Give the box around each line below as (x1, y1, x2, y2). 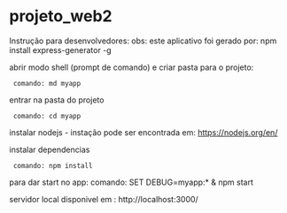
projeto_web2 (9, 6, 112, 27)
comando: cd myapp (12, 111, 81, 120)
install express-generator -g (9, 44, 112, 55)
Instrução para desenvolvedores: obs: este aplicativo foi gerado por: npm (9, 35, 277, 46)
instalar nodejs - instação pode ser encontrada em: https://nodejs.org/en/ (9, 126, 278, 138)
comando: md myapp (12, 79, 81, 87)
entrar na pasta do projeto (9, 95, 105, 105)
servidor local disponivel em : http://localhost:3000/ (9, 194, 199, 204)
